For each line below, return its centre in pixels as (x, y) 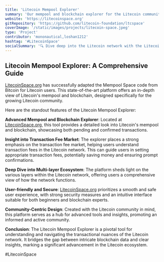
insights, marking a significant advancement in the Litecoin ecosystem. (76, 245)
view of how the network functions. (41, 180)
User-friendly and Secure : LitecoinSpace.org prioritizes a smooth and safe (81, 190)
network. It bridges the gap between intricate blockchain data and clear (77, 240)
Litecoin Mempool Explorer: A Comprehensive (77, 66)
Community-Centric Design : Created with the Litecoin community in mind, (81, 209)
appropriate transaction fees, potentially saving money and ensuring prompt (82, 155)
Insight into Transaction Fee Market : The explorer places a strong (72, 139)
